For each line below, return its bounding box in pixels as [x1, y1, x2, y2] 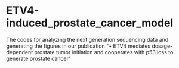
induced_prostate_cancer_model [6, 16, 174, 30]
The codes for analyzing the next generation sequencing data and [6, 36, 169, 43]
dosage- [152, 42, 173, 50]
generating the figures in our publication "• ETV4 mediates [6, 42, 151, 50]
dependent [6, 48, 33, 55]
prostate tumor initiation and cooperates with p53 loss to [34, 48, 174, 55]
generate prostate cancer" [6, 55, 72, 62]
